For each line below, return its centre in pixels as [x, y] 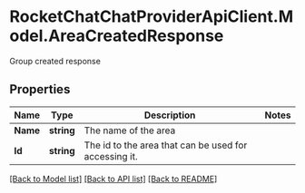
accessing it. [111, 156]
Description [170, 115]
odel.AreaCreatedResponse [117, 36]
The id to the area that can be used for [166, 145]
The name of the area [130, 130]
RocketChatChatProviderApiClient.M [151, 17]
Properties [40, 89]
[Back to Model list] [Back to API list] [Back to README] [113, 179]
